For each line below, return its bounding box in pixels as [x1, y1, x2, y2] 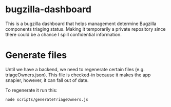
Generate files [5, 50, 67, 61]
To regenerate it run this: [5, 87, 58, 93]
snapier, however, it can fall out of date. [5, 77, 89, 83]
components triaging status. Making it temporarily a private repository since [5, 26, 166, 32]
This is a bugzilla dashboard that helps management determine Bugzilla [5, 20, 157, 27]
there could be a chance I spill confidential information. [5, 31, 122, 37]
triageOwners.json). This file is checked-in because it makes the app [5, 72, 151, 78]
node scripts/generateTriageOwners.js [5, 97, 88, 102]
